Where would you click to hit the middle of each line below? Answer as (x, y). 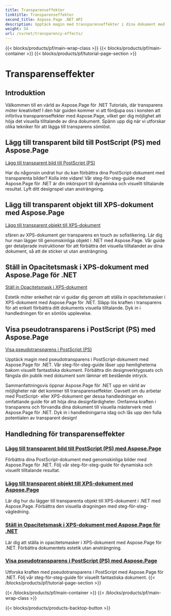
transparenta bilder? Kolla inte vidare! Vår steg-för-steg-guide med (75, 178)
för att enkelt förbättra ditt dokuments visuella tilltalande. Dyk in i (73, 308)
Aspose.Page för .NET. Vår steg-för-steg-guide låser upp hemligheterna (81, 365)
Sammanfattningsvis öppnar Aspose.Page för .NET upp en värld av (76, 386)
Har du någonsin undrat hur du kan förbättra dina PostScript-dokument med (85, 172)
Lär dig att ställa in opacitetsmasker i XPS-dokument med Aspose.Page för (83, 542)
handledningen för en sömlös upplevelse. (49, 313)
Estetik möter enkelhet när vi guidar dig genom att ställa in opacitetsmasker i (85, 297)
